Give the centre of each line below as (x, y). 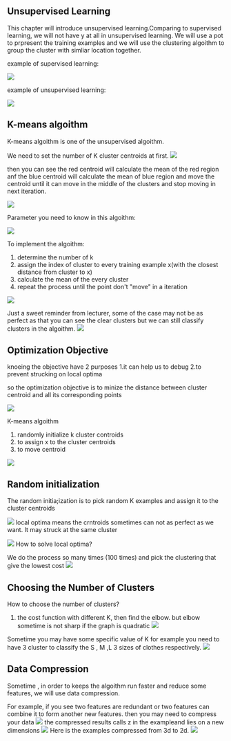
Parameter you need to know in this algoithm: (71, 217)
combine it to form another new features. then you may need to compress (112, 714)
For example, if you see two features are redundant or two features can (109, 706)
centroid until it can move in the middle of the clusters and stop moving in (111, 183)
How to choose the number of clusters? (63, 604)
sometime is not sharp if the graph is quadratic (83, 626)
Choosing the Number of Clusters (81, 587)
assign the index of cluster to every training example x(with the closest (118, 264)
